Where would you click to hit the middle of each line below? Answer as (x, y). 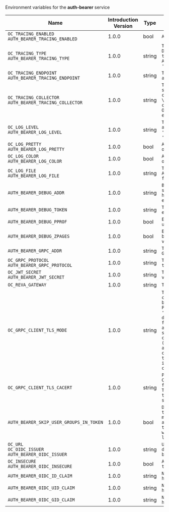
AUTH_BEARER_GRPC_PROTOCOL (40, 265)
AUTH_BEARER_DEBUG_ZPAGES (39, 236)
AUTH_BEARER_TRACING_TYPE (39, 58)
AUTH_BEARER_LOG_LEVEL (35, 132)
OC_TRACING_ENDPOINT (32, 73)
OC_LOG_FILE (22, 171)
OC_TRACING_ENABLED (31, 34)
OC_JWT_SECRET (25, 272)
